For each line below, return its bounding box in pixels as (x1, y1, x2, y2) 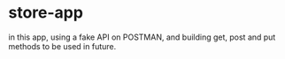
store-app (8, 3, 83, 23)
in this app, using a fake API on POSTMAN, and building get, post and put (8, 32, 276, 42)
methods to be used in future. (8, 41, 117, 51)
